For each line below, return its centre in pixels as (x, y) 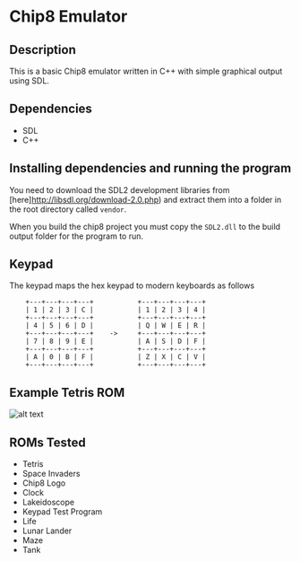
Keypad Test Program (62, 512)
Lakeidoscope (48, 502)
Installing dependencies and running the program (150, 168)
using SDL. (29, 81)
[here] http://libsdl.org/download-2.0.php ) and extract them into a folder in (146, 199)
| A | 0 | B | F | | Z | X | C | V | (116, 357)
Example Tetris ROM (67, 392)
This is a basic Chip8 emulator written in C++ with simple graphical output (146, 71)
